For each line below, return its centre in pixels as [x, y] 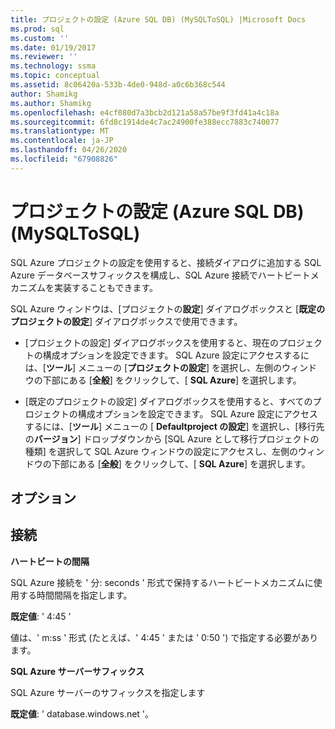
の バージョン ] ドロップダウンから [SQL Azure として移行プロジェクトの [172, 438]
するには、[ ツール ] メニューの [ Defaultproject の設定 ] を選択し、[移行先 [174, 426]
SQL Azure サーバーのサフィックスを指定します [108, 692]
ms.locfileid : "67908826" [64, 159]
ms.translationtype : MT [60, 131]
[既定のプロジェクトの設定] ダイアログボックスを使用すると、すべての [168, 401]
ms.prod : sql [37, 29]
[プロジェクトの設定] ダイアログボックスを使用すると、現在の [151, 342]
